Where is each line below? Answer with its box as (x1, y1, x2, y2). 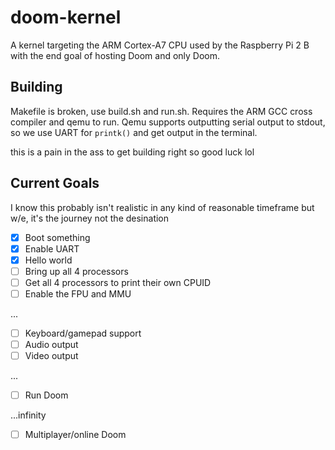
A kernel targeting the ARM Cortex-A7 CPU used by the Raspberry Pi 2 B (10, 39, 310, 51)
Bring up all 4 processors (24, 265, 129, 277)
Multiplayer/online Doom (24, 429, 127, 441)
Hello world (24, 254, 73, 266)
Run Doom (24, 389, 69, 401)
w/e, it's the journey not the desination (10, 212, 170, 224)
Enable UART (24, 242, 80, 255)
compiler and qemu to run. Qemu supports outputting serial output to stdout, (10, 116, 326, 128)
